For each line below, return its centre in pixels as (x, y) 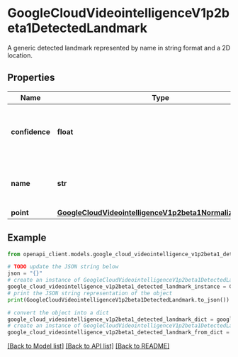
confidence (31, 131)
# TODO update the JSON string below (63, 267)
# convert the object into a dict (58, 313)
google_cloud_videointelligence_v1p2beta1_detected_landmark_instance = (117, 287)
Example (27, 238)
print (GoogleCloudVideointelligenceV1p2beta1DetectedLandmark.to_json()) (119, 300)
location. (20, 55)
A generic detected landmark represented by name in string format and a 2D (119, 48)
